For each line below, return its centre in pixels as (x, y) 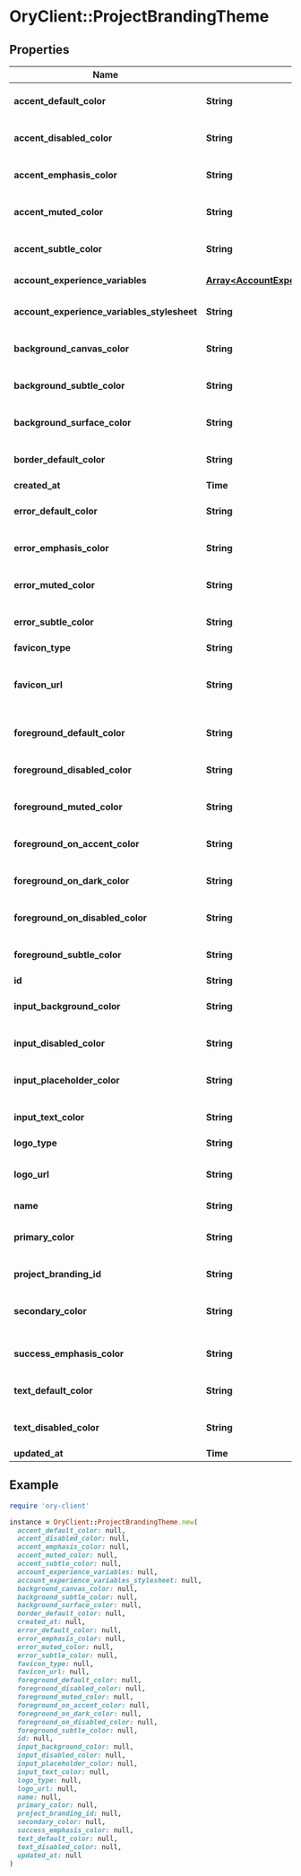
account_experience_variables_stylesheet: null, (110, 1580)
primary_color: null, (58, 1805)
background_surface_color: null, (80, 1605)
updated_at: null (50, 1855)
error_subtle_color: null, (68, 1656)
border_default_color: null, (72, 1614)
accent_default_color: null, (72, 1530)
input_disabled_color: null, (72, 1755)
